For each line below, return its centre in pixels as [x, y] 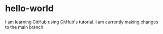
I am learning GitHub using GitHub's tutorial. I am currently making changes [82, 22]
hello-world [30, 8]
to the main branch [24, 27]
